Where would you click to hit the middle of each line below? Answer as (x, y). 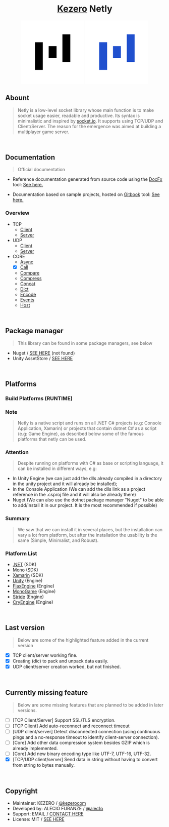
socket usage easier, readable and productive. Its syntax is (79, 115)
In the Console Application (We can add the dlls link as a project (79, 489)
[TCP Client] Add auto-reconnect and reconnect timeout (71, 726)
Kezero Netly (85, 9)
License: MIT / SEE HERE (38, 819)
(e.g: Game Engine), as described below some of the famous (80, 434)
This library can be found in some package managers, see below (85, 343)
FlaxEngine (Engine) (33, 586)
